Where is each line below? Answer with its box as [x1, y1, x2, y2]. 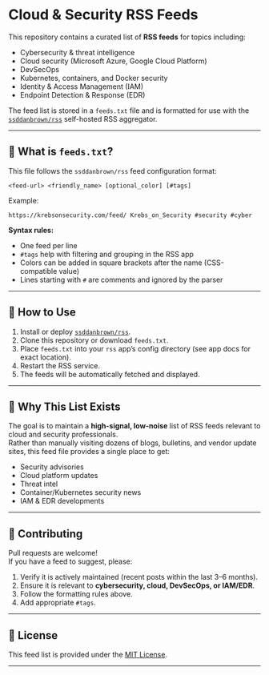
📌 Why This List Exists [8, 400, 122, 413]
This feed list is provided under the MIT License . [8, 650, 168, 659]
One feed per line [19, 240, 78, 250]
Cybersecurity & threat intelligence [19, 47, 135, 57]
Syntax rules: [8, 225, 54, 235]
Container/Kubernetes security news [19, 488, 142, 497]
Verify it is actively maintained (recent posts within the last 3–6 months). [19, 573, 259, 582]
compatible [19, 266, 58, 275]
